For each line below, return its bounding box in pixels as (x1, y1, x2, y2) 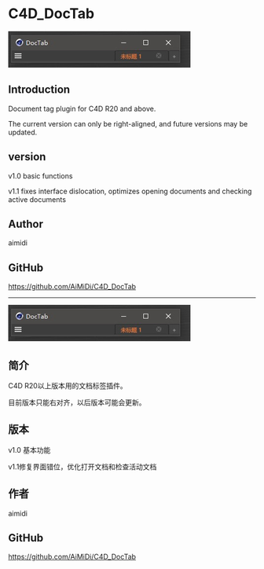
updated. (8, 127, 38, 137)
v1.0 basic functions (8, 171, 73, 181)
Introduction (8, 83, 71, 97)
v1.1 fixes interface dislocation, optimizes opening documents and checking (8, 186, 252, 196)
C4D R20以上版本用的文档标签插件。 (8, 381, 127, 390)
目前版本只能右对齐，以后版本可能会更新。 (8, 398, 146, 407)
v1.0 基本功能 (8, 445, 51, 454)
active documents (8, 194, 67, 204)
